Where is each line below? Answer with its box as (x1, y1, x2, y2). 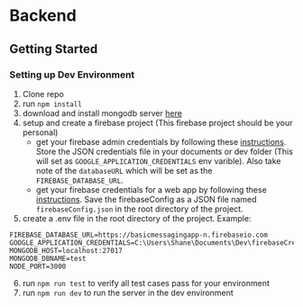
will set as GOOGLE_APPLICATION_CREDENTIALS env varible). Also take (35, 155, 281, 167)
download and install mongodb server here (22, 107, 183, 118)
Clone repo (22, 88, 65, 99)
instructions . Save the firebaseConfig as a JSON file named (35, 194, 257, 204)
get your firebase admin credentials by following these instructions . (35, 136, 287, 147)
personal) (22, 127, 59, 138)
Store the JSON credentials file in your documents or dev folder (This (35, 146, 293, 157)
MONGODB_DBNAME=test (9, 254, 87, 263)
